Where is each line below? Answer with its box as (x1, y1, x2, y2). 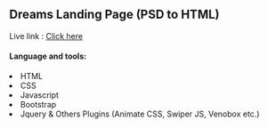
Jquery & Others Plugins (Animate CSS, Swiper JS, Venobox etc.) (20, 108, 260, 119)
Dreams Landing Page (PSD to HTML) (9, 7, 220, 22)
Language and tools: (9, 51, 87, 61)
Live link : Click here (9, 30, 83, 41)
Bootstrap (20, 100, 57, 110)
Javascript (20, 90, 60, 100)
